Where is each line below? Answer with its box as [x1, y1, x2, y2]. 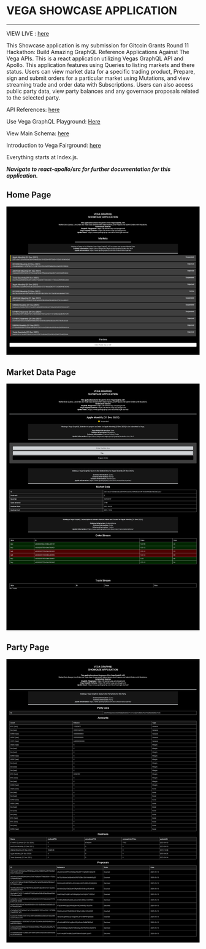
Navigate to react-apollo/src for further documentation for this [6, 165, 171, 173]
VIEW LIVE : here [6, 30, 49, 37]
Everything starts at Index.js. [6, 153, 78, 160]
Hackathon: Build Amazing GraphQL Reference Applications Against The [6, 48, 189, 55]
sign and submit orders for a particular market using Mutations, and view [6, 74, 190, 82]
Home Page [6, 190, 51, 200]
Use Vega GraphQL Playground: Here [6, 117, 101, 125]
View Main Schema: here [6, 130, 69, 137]
